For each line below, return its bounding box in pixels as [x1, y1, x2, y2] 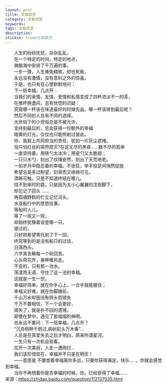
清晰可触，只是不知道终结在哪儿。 [14, 175, 84, 181]
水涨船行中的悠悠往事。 [14, 200, 63, 206]
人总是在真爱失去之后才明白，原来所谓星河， [14, 332, 106, 338]
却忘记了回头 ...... [14, 188, 50, 194]
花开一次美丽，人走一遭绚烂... [14, 344, 75, 350]
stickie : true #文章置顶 [5, 36, 52, 41]
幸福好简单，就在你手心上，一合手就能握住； [14, 282, 106, 288]
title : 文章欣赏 [5, 12, 36, 17]
